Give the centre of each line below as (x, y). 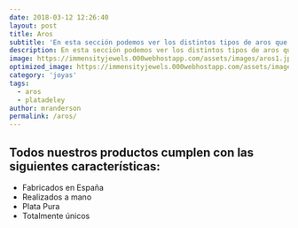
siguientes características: (85, 166)
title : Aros (31, 34)
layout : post (33, 26)
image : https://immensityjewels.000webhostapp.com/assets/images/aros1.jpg (152, 59)
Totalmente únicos (56, 216)
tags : (19, 83)
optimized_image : (41, 67)
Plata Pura (41, 206)
